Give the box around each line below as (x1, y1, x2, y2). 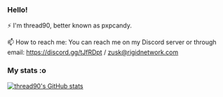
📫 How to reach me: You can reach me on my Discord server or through (7, 38, 217, 46)
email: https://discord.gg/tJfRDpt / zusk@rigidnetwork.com (7, 48, 179, 57)
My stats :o (7, 65, 47, 75)
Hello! (7, 5, 28, 15)
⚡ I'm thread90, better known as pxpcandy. (7, 21, 132, 30)
